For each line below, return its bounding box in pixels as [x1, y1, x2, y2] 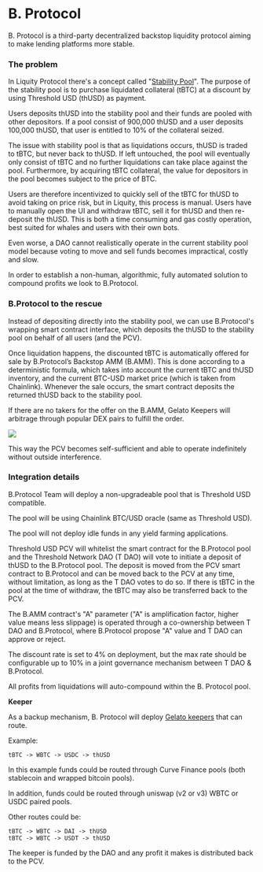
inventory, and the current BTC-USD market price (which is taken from [8, 373, 236, 383]
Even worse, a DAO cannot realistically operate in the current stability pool [8, 238, 249, 248]
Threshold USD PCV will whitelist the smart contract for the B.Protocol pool [8, 544, 251, 553]
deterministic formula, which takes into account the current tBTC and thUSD [8, 365, 254, 374]
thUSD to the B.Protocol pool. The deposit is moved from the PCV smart [8, 560, 241, 570]
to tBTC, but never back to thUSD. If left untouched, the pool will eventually [8, 149, 250, 158]
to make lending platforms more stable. [8, 39, 135, 48]
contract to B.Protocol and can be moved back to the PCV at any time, [8, 569, 236, 578]
